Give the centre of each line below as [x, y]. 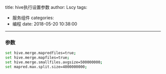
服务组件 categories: [33, 18]
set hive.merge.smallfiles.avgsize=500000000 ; [54, 62]
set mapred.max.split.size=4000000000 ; [46, 67]
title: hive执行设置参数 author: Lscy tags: [46, 7]
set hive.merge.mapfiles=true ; [37, 58]
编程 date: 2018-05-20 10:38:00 [45, 24]
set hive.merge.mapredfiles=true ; [41, 53]
